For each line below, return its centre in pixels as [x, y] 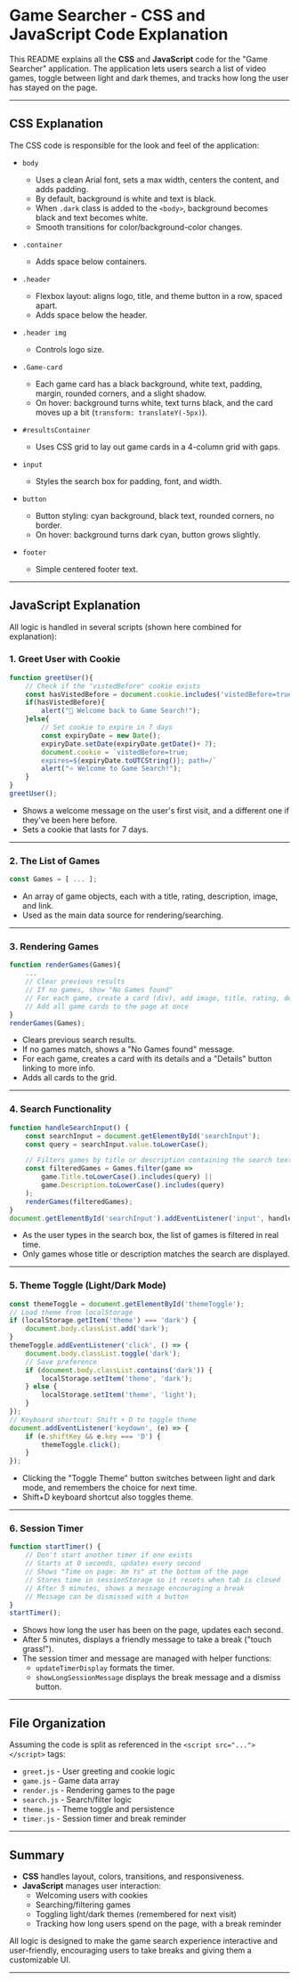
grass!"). [38, 1649]
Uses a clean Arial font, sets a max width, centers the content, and [157, 180]
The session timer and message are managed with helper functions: [147, 1658]
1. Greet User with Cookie [65, 659]
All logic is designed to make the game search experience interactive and [144, 1940]
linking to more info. [59, 1068]
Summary [37, 1855]
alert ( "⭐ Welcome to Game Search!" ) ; [112, 769]
